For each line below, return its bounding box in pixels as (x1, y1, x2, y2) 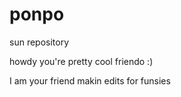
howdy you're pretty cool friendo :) (9, 55, 154, 67)
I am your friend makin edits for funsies (9, 74, 171, 87)
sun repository (9, 36, 70, 48)
